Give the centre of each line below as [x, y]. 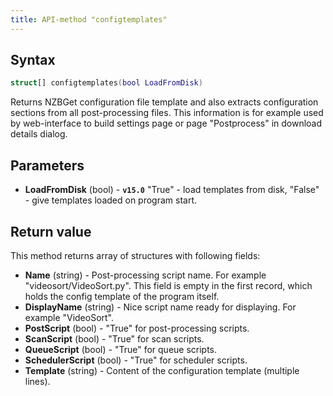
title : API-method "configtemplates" [89, 19]
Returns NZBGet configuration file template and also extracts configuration [164, 102]
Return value [51, 231]
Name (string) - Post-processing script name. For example [145, 275]
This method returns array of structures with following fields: [135, 255]
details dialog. [39, 134]
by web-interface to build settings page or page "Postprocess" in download [166, 123]
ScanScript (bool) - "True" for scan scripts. [114, 338]
